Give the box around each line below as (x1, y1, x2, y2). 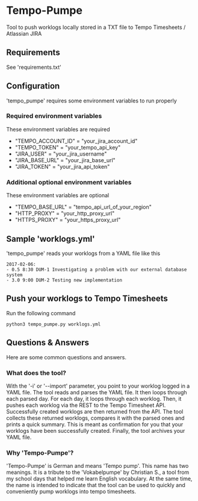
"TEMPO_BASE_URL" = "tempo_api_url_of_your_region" (14, 203, 152, 211)
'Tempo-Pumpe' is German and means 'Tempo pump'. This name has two (6, 462, 189, 470)
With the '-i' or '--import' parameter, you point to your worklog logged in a (6, 382, 190, 389)
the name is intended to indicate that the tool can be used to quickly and (6, 482, 185, 489)
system (6, 272, 23, 278)
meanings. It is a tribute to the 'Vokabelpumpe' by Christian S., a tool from (6, 468, 190, 476)
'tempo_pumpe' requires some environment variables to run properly (6, 97, 178, 104)
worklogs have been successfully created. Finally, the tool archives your (6, 427, 185, 434)
